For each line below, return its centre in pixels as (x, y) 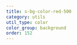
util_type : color (27, 22)
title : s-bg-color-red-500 (39, 11)
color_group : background (36, 28)
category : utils (26, 17)
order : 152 (19, 33)
